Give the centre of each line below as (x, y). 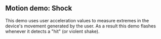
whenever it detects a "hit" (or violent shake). (52, 31)
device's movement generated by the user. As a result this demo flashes (80, 26)
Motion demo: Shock (39, 8)
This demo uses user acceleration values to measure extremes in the (77, 20)
